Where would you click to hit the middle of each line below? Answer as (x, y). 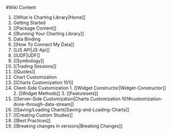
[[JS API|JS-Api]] (31, 50)
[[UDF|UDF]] (27, 55)
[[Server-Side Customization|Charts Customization (67, 99)
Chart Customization (35, 77)
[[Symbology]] (28, 61)
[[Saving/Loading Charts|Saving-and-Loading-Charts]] (71, 110)
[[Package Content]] (35, 28)
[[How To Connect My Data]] (44, 44)
